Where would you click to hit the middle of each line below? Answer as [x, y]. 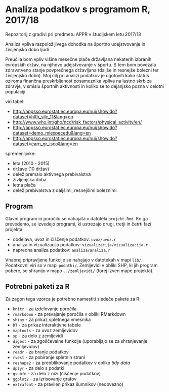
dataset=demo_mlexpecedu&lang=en [52, 133]
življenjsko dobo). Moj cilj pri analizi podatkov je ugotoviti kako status [77, 75]
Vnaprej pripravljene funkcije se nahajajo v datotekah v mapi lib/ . [74, 259]
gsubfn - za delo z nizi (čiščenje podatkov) [57, 373]
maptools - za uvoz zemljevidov [45, 330]
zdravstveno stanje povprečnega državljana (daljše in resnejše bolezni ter [82, 70]
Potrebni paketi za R [37, 287]
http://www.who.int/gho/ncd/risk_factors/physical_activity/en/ [77, 122]
